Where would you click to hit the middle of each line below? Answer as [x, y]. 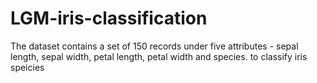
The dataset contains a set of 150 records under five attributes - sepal [154, 46]
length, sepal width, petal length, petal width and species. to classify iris [159, 56]
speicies [27, 67]
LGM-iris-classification [109, 18]
